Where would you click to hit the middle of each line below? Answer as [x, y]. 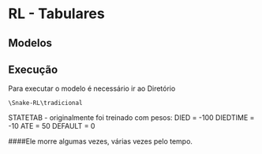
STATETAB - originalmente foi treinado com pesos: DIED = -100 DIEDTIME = [131, 118]
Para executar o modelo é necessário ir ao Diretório [92, 88]
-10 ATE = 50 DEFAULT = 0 [52, 126]
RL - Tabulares [56, 14]
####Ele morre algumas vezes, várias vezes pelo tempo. [101, 141]
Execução [33, 69]
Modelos [30, 43]
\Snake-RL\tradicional [45, 103]
